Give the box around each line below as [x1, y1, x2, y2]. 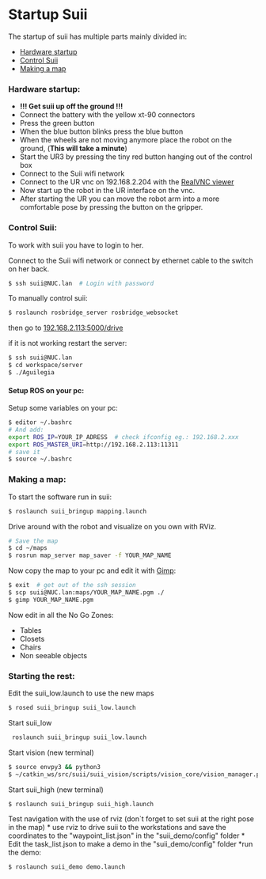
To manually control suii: [8, 294, 88, 303]
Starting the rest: [8, 670, 75, 681]
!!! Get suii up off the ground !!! [19, 101, 123, 112]
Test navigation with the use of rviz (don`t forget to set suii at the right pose [8, 814, 255, 824]
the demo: [8, 848, 42, 858]
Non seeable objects [19, 650, 88, 660]
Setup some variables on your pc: [8, 404, 119, 413]
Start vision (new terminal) [8, 748, 95, 757]
